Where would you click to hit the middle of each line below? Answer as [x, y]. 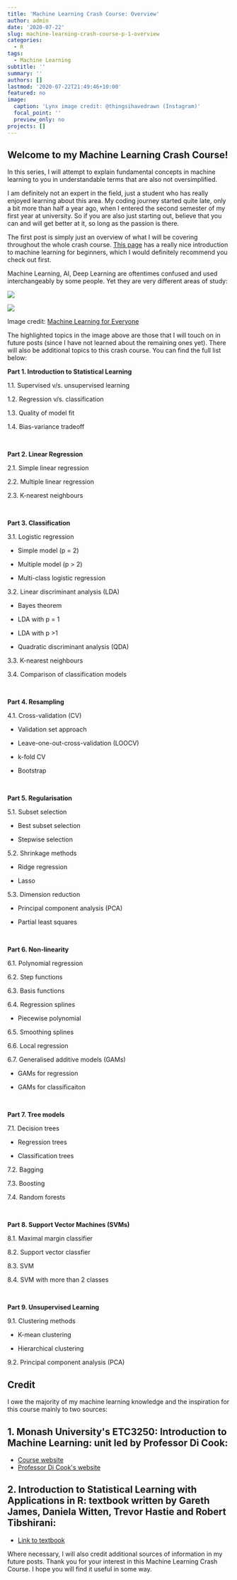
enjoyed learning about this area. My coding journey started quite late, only [117, 201]
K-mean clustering [45, 1335]
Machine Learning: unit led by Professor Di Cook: [118, 1443]
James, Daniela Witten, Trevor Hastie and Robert [117, 1512]
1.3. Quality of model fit [41, 413]
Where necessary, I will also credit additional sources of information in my [115, 1554]
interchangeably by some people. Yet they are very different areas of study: [117, 281]
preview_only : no [39, 119]
